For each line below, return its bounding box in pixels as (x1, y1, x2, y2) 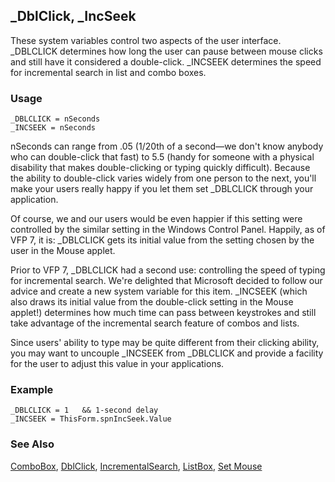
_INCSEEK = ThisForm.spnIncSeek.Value (10, 414, 172, 424)
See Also (10, 437, 55, 451)
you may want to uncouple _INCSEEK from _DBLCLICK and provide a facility (10, 347, 324, 359)
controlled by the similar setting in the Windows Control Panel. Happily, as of (10, 224, 326, 236)
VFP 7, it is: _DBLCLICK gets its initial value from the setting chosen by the (10, 234, 315, 246)
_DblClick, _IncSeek (10, 8, 137, 25)
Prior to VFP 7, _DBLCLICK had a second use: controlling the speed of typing (10, 264, 326, 276)
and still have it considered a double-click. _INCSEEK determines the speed (10, 55, 322, 68)
